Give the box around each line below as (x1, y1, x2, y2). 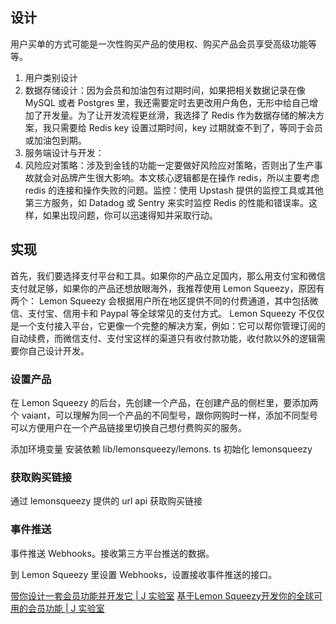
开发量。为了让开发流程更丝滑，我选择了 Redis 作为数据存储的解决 (42, 109, 316, 121)
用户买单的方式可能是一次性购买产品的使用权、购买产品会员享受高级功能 (10, 38, 308, 50)
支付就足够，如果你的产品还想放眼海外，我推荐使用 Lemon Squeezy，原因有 (10, 282, 325, 294)
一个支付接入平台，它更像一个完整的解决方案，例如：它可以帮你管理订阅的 (18, 319, 326, 332)
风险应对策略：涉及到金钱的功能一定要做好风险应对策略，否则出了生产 (24, 159, 315, 171)
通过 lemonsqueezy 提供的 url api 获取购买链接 (10, 495, 203, 507)
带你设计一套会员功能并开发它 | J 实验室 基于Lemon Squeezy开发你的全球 (10, 589, 314, 602)
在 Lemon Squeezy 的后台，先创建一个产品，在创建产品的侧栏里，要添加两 (10, 396, 319, 408)
